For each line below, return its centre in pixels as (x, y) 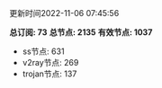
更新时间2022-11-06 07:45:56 (64, 13)
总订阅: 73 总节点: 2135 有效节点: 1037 (81, 32)
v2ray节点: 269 (50, 62)
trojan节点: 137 (49, 74)
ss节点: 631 (43, 51)
